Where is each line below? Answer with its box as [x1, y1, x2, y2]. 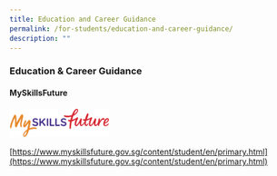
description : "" [9, 34, 71, 43]
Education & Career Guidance [9, 64, 143, 77]
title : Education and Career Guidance [9, 15, 156, 24]
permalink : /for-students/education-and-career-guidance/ [9, 24, 233, 34]
